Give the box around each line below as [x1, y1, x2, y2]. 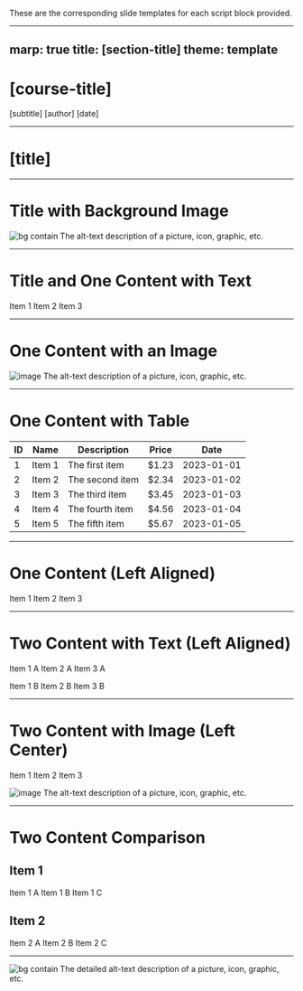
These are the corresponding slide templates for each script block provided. [9, 8, 293, 18]
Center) [9, 740, 69, 761]
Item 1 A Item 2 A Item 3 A [9, 663, 106, 674]
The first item [67, 459, 124, 472]
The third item [67, 488, 127, 500]
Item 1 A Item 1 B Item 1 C [9, 887, 103, 898]
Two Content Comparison [9, 827, 206, 848]
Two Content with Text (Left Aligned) [9, 633, 291, 654]
